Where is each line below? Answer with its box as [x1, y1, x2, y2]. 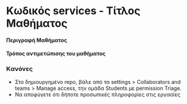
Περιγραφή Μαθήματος [6, 37, 67, 44]
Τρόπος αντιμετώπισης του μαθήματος [6, 50, 106, 57]
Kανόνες [6, 65, 33, 73]
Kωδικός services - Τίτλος [6, 4, 141, 18]
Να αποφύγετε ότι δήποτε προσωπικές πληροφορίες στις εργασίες [14, 90, 181, 98]
